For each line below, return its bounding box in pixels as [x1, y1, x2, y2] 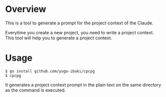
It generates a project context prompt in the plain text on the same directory [5, 82, 161, 88]
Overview [5, 3, 46, 15]
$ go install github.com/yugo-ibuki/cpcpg [5, 69, 95, 74]
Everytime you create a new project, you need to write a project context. [5, 29, 154, 35]
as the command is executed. [5, 87, 66, 93]
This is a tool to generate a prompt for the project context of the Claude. [5, 20, 153, 26]
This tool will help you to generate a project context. [5, 35, 112, 41]
